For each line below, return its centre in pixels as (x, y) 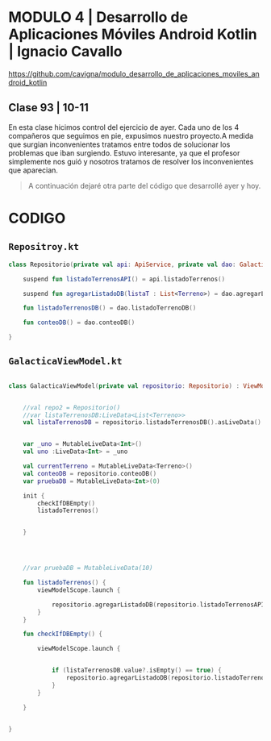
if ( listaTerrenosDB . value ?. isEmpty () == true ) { (136, 670)
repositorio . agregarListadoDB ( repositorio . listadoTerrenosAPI (158, 605)
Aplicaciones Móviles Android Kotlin (133, 34)
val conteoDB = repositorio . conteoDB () (90, 473)
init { (34, 496)
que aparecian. (33, 170)
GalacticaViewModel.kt (65, 361)
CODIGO (37, 218)
